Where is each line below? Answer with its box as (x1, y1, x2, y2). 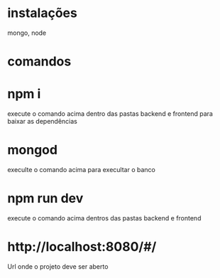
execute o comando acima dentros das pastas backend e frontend (7, 213, 202, 222)
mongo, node (7, 28, 47, 37)
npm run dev (7, 191, 84, 207)
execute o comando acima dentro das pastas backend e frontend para (7, 109, 213, 118)
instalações (7, 5, 78, 21)
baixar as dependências (7, 117, 78, 126)
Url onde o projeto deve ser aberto (7, 262, 109, 271)
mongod (7, 142, 58, 158)
